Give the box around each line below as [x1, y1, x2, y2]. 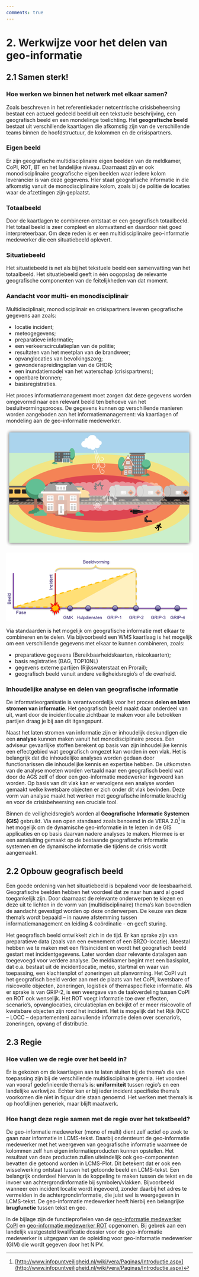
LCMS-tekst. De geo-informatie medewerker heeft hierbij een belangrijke [6, 1198, 185, 1205]
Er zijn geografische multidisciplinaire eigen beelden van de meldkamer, [6, 157, 182, 164]
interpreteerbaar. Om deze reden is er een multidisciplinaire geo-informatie [6, 230, 190, 237]
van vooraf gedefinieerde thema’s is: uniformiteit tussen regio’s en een [6, 1081, 179, 1088]
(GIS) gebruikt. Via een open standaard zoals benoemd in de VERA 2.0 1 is [6, 817, 185, 824]
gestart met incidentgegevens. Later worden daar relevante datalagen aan [6, 950, 187, 958]
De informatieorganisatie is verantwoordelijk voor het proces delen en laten [6, 699, 191, 706]
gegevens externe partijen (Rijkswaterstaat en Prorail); [14, 664, 148, 671]
